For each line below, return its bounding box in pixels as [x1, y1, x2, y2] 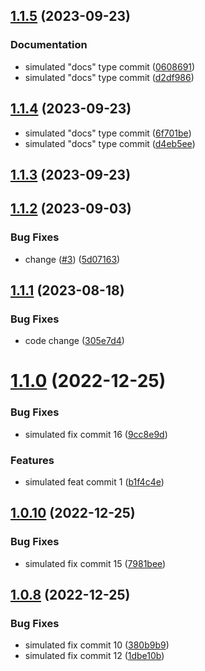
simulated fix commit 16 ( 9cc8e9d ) [24, 428, 168, 440]
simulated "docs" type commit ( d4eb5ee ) [24, 137, 196, 149]
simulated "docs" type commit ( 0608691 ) [24, 60, 196, 73]
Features [10, 453, 55, 467]
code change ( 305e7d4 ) [24, 335, 125, 347]
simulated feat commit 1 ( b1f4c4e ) [24, 476, 165, 488]
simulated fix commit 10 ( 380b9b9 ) [24, 639, 170, 651]
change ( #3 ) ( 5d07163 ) [24, 253, 121, 265]
